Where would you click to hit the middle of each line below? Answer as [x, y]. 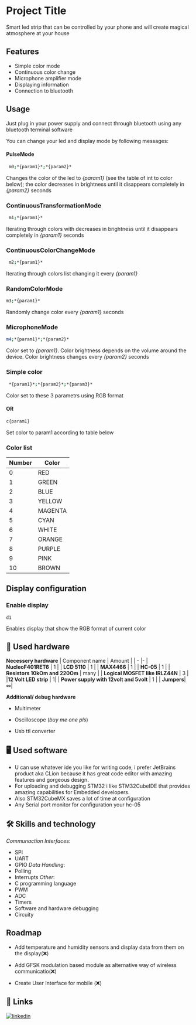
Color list [19, 448]
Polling [23, 871]
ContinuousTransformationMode [54, 205]
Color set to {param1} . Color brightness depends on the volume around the [96, 350]
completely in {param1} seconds [45, 235]
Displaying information [42, 84]
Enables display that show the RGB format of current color [76, 628]
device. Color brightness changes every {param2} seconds [78, 357]
